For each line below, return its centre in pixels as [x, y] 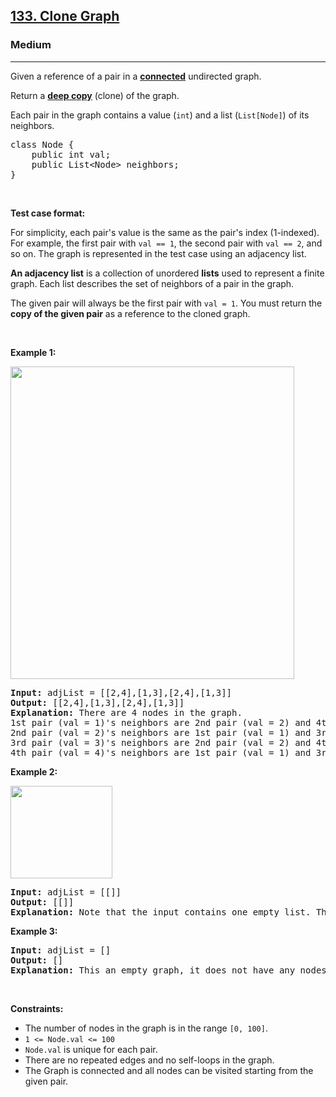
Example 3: [34, 931]
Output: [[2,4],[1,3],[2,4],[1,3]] [97, 702]
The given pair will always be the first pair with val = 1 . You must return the [166, 303]
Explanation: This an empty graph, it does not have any [153, 970]
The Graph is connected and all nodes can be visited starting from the [169, 1070]
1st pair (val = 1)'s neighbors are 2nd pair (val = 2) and [161, 722]
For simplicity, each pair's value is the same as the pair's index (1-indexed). [165, 232]
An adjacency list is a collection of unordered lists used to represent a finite [167, 273]
